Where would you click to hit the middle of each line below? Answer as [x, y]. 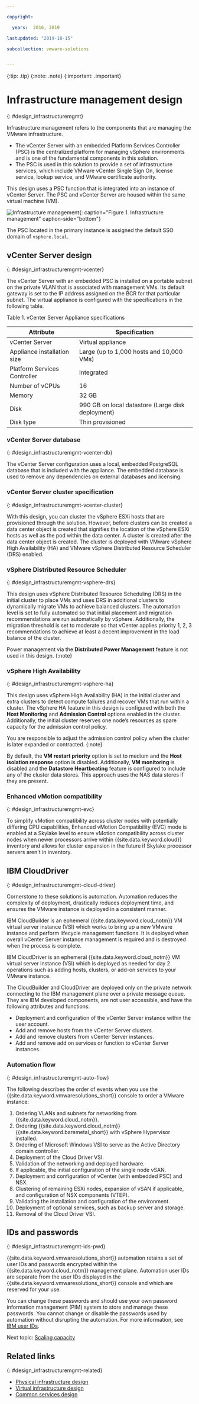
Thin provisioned [102, 422]
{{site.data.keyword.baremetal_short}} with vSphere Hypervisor [93, 1132]
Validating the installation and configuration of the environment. [92, 1201]
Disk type [23, 422]
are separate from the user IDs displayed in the [64, 1277]
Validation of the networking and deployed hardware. [80, 1163]
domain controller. [37, 1151]
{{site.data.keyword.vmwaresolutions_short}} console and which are [90, 1283]
